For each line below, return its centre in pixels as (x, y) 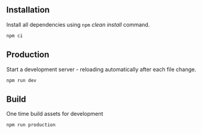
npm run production (31, 125)
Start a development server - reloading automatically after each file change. (101, 69)
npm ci (15, 36)
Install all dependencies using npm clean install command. (78, 24)
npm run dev (21, 80)
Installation (28, 10)
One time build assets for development (55, 114)
